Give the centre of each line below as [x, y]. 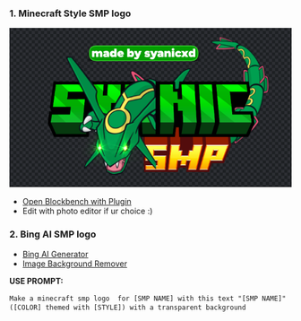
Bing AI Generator [55, 254]
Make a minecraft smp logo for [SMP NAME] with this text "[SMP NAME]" [148, 299]
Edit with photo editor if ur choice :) [87, 211]
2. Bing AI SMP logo [53, 234]
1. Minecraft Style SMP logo [70, 13]
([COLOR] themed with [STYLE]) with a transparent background [128, 308]
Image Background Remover [75, 264]
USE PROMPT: [36, 281]
